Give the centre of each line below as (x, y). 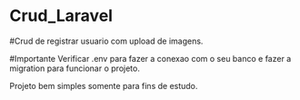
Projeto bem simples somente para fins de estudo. (104, 85)
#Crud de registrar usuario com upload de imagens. (106, 41)
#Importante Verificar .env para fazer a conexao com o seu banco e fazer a (150, 58)
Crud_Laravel (61, 16)
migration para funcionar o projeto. (75, 68)
